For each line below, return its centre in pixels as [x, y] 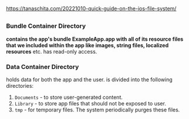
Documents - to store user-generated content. [69, 97]
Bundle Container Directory [46, 26]
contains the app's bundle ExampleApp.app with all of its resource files [95, 39]
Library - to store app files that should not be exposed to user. [90, 104]
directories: [20, 86]
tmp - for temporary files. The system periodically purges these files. [97, 110]
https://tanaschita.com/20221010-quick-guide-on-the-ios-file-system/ [91, 9]
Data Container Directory [43, 67]
